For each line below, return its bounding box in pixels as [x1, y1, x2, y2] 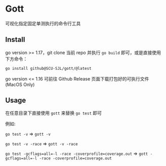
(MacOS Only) [5, 81, 35, 88]
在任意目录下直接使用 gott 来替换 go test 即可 [5, 110, 102, 116]
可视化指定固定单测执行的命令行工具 [5, 20, 81, 26]
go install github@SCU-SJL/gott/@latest [5, 66, 92, 71]
